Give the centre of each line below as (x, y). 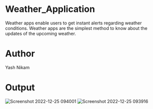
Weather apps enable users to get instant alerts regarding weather (73, 23)
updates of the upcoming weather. (41, 33)
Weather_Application (50, 9)
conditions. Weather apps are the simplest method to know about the (76, 28)
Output (20, 88)
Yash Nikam (17, 67)
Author (20, 54)
